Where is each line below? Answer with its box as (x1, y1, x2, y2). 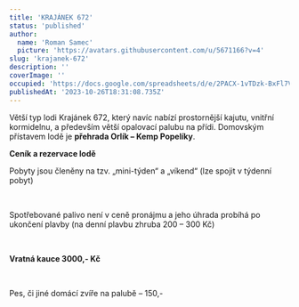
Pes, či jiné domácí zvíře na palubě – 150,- (9, 287, 164, 298)
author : (9, 29, 38, 38)
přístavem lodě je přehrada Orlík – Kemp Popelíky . (9, 131, 196, 141)
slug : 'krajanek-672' (9, 54, 90, 63)
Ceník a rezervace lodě (9, 148, 96, 158)
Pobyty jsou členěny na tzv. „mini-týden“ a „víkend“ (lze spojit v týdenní (9, 166, 272, 176)
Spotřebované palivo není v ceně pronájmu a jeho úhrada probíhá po (9, 209, 261, 220)
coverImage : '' (9, 71, 66, 80)
